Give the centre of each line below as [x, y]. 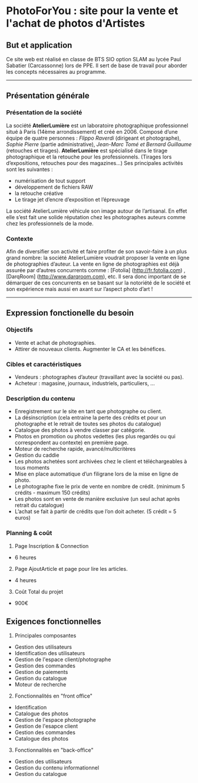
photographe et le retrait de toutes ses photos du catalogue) [88, 424]
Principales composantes [45, 636]
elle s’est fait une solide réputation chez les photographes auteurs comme [96, 217]
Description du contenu [41, 398]
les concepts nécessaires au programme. [56, 72]
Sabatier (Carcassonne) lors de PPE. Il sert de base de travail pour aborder [97, 65]
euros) [23, 518]
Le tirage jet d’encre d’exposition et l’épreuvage [72, 199]
